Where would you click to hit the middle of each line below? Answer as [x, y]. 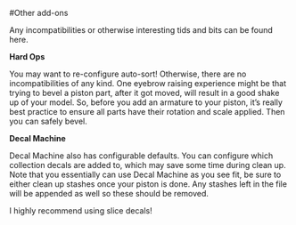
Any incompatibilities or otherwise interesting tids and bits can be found [141, 30]
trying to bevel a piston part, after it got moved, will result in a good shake [144, 93]
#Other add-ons [39, 13]
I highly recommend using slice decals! [81, 211]
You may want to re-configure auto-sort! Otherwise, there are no [128, 74]
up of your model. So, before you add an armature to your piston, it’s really [146, 102]
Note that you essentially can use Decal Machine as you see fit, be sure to [145, 174]
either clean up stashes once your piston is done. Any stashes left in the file [148, 184]
